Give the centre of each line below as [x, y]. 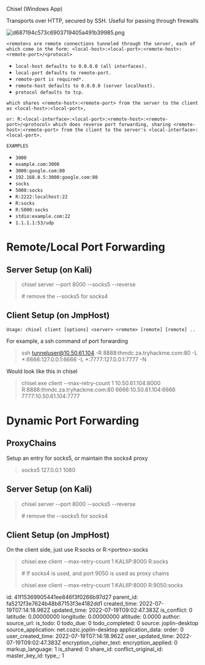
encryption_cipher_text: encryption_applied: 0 [120, 643]
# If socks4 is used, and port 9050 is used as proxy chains [95, 573]
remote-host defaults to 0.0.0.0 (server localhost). [85, 86]
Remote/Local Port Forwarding [86, 247]
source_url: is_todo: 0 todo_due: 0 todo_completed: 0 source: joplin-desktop [102, 623]
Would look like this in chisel [42, 371]
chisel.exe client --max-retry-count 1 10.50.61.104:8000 [91, 383]
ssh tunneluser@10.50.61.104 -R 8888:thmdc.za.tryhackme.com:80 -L [109, 353]
